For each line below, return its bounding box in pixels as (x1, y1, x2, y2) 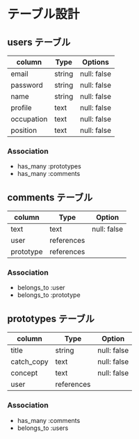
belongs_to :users (17, 424, 69, 432)
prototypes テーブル (7, 312, 95, 324)
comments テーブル (7, 191, 93, 203)
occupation (10, 114, 48, 124)
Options (82, 57, 109, 67)
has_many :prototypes (17, 162, 81, 170)
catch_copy (10, 357, 49, 367)
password (10, 81, 43, 90)
